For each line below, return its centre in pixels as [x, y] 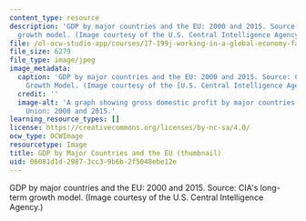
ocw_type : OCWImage [46, 136]
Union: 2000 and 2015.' [71, 111]
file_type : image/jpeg [52, 60]
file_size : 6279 [40, 52]
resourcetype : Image [49, 145]
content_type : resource [55, 18]
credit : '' [38, 94]
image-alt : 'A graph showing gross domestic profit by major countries [157, 102]
